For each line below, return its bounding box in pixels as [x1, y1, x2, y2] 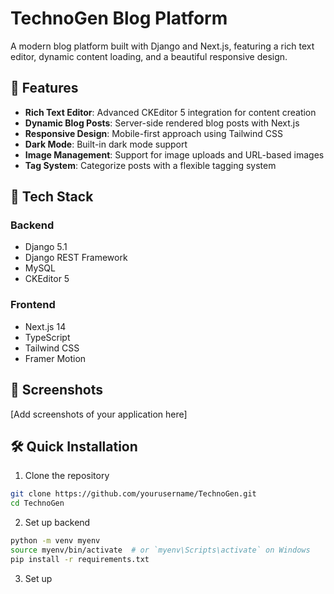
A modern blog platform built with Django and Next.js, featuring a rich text [10, 40, 315, 52]
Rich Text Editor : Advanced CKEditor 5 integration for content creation [24, 106, 317, 118]
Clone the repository [24, 470, 110, 482]
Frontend [10, 298, 56, 312]
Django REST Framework [24, 252, 128, 264]
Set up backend [24, 517, 91, 529]
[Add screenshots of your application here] [10, 408, 188, 420]
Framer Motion [24, 352, 87, 364]
